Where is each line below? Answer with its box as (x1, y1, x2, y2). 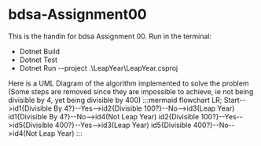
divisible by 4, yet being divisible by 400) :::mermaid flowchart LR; (8, 95, 222, 104)
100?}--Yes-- (200, 111, 244, 121)
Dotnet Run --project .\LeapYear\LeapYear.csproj (19, 63, 178, 72)
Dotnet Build (19, 46, 61, 56)
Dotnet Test (19, 55, 57, 64)
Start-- (223, 95, 246, 104)
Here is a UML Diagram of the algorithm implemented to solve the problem (8, 78, 249, 88)
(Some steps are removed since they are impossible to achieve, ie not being (8, 86, 254, 96)
